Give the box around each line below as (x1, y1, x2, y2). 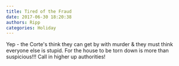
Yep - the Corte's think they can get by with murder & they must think (6, 41, 174, 48)
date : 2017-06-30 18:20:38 (6, 14, 72, 20)
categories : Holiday (6, 25, 57, 31)
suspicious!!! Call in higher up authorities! (6, 53, 106, 60)
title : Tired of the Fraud (6, 8, 72, 15)
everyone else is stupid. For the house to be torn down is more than (6, 47, 169, 54)
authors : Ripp (6, 19, 41, 25)
